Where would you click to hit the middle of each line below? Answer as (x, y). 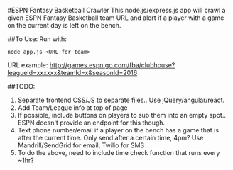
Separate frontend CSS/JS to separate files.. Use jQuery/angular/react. (121, 100)
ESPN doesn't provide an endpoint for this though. (91, 123)
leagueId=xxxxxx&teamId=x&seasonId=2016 (72, 73)
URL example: (28, 65)
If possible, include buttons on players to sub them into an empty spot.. (121, 115)
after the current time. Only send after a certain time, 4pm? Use (110, 138)
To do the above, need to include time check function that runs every (119, 153)
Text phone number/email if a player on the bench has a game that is (118, 130)
